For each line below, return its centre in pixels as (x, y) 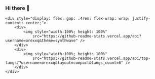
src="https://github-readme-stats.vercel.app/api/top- (91, 58)
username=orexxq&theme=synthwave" (42, 41)
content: (14, 23)
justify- (141, 19)
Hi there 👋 (18, 8)
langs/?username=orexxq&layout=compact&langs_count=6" (64, 63)
